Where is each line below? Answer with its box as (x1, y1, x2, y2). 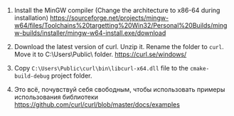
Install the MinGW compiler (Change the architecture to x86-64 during (14, 6, 220, 14)
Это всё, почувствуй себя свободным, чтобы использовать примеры (14, 85, 225, 93)
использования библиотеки (14, 93, 98, 101)
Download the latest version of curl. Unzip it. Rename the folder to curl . (14, 43, 224, 51)
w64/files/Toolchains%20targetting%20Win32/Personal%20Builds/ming (14, 21, 228, 29)
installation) (14, 14, 48, 22)
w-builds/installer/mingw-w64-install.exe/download (14, 28, 166, 37)
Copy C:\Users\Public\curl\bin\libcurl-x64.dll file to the (14, 64, 188, 72)
